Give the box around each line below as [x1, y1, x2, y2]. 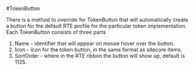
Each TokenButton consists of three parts [6, 29, 106, 36]
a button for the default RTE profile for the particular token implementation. [6, 23, 187, 29]
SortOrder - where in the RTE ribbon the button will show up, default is [14, 52, 185, 59]
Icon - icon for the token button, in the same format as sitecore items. [14, 46, 183, 53]
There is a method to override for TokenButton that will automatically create [6, 16, 189, 23]
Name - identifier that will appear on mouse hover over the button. [14, 40, 175, 47]
